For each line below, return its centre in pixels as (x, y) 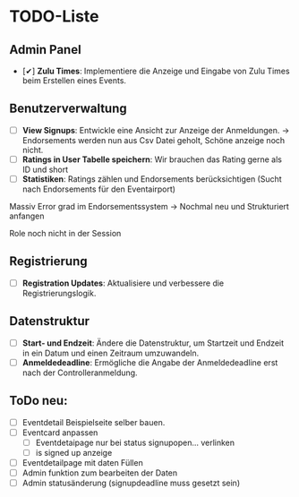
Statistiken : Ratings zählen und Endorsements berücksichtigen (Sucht (152, 179)
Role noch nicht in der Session (65, 233)
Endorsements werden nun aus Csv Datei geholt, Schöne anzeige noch (154, 140)
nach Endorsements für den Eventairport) (99, 189)
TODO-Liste (55, 17)
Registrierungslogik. (59, 293)
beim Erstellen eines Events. (74, 81)
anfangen (27, 216)
